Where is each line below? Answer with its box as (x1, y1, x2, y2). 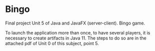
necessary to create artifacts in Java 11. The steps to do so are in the (5, 35, 146, 41)
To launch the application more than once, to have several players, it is (5, 29, 150, 35)
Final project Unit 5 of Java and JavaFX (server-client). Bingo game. (5, 20, 145, 26)
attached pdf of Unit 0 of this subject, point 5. (5, 40, 99, 46)
